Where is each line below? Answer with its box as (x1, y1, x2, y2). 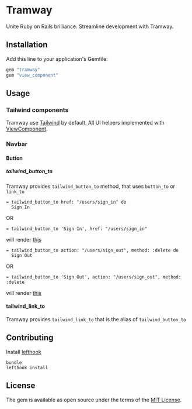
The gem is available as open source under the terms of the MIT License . (6, 396, 182, 403)
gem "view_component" (6, 72, 59, 78)
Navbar (6, 140, 28, 148)
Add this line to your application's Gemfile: (6, 55, 108, 62)
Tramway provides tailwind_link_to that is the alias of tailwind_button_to (6, 315, 187, 322)
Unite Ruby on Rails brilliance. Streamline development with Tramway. (6, 23, 174, 30)
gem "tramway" (6, 67, 41, 73)
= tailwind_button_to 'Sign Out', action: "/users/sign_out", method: (6, 274, 181, 280)
